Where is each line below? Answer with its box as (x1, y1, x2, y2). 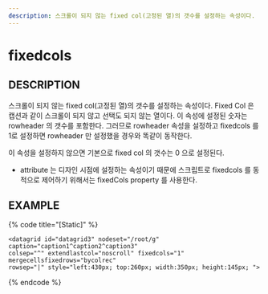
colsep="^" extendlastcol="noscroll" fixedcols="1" (8, 250, 185, 258)
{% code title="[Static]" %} (8, 220, 99, 230)
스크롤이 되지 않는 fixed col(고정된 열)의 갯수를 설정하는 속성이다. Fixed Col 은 (8, 100, 254, 110)
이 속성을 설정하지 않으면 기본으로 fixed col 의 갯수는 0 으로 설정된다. (8, 148, 225, 157)
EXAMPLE (8, 198, 60, 213)
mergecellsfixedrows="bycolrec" (8, 256, 116, 265)
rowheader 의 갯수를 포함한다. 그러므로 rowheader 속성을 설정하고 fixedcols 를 (8, 120, 259, 130)
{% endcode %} (8, 278, 62, 288)
